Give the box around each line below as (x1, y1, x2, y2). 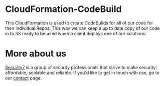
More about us (5, 48, 66, 59)
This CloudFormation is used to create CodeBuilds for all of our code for (5, 20, 154, 26)
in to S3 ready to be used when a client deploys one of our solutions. (5, 30, 147, 36)
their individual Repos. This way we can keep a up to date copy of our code (5, 25, 160, 31)
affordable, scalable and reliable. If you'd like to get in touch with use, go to (5, 70, 160, 76)
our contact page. (5, 75, 42, 81)
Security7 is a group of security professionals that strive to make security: (5, 64, 157, 70)
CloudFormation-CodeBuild (5, 3, 122, 15)
